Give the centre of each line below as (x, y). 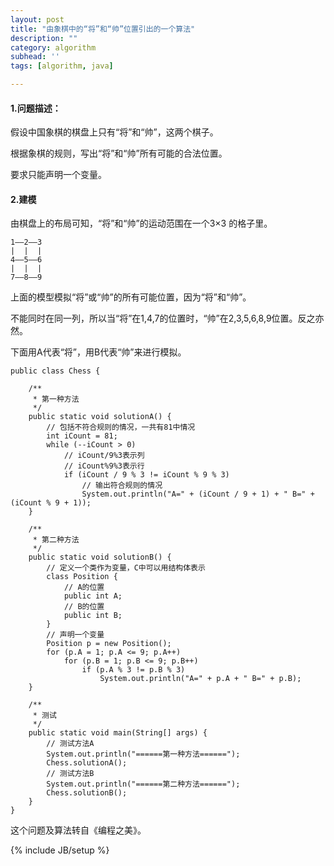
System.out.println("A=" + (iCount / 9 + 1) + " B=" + (198, 494)
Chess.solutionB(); (87, 793)
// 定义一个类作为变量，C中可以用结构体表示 (126, 568)
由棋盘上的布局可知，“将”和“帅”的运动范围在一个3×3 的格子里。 (141, 223)
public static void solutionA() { (100, 417)
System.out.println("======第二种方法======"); (143, 784)
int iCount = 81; (82, 436)
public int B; (93, 616)
